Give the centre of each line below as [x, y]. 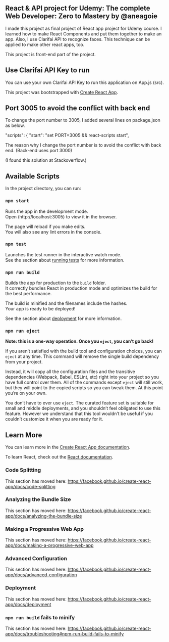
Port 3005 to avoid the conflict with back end [78, 108]
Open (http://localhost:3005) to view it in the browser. [61, 216]
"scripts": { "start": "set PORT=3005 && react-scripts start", [67, 135]
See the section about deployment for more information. [64, 318]
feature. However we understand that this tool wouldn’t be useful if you [79, 414]
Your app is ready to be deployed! [40, 309]
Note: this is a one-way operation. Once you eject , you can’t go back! [79, 341]
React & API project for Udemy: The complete [78, 8]
